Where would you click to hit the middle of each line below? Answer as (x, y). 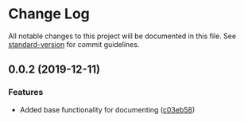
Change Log (49, 14)
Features (26, 92)
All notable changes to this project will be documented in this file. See (122, 36)
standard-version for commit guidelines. (74, 44)
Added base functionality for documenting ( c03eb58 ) (107, 109)
